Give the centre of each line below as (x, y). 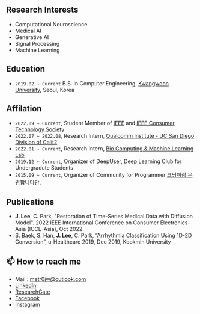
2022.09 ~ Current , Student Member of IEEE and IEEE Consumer (95, 123)
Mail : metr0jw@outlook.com (50, 279)
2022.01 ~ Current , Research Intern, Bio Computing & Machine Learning (104, 149)
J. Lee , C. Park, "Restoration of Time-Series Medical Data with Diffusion (104, 217)
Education (26, 69)
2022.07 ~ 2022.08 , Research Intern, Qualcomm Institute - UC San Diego (105, 136)
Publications (30, 202)
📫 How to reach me (44, 261)
